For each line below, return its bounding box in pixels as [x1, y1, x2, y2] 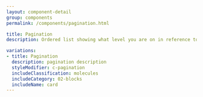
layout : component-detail [6, 8, 71, 15]
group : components [6, 15, 53, 21]
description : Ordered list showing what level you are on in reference [6, 37, 190, 43]
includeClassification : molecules [11, 70, 98, 76]
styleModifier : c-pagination [11, 64, 85, 70]
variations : [6, 48, 36, 54]
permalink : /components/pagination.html [6, 20, 110, 26]
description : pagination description [11, 59, 107, 65]
